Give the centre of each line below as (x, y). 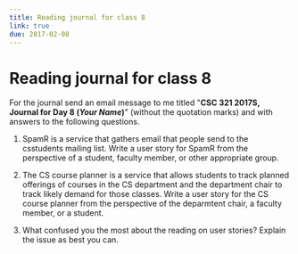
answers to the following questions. (74, 122)
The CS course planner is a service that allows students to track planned (156, 176)
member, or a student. (63, 213)
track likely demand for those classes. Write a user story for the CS (145, 194)
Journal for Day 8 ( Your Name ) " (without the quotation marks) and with (141, 112)
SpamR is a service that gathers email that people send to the (135, 139)
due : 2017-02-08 (39, 34)
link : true (29, 26)
